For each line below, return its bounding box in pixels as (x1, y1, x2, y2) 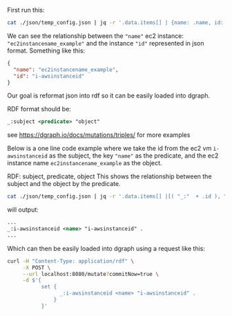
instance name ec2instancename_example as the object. (7, 159, 162, 167)
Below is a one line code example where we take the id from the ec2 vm (7, 145, 212, 153)
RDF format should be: (7, 105, 71, 113)
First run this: (7, 6, 45, 14)
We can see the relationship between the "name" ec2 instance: (7, 31, 184, 40)
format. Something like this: (7, 46, 86, 55)
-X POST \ (22, 264, 51, 271)
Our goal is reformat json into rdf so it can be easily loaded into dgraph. (7, 91, 211, 100)
